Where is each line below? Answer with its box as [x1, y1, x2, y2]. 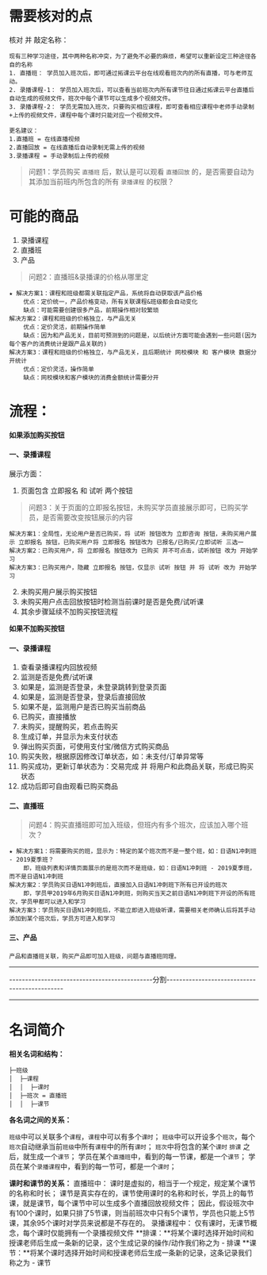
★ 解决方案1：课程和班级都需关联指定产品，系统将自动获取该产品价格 [9, 289, 203, 298]
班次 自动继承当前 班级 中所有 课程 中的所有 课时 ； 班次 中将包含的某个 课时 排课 [9, 1142, 242, 1151]
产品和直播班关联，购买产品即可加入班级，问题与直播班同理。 [9, 952, 181, 960]
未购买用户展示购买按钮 [20, 587, 97, 597]
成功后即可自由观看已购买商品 [20, 782, 118, 791]
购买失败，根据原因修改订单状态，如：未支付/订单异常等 [20, 751, 204, 762]
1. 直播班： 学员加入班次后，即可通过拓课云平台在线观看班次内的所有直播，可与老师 [9, 69, 248, 77]
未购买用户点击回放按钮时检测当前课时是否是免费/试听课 [20, 597, 204, 607]
